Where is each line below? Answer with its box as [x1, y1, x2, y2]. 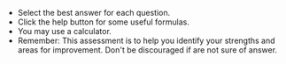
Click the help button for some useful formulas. [17, 17, 190, 27]
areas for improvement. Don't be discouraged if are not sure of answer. [17, 45, 277, 55]
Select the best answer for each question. [17, 8, 171, 18]
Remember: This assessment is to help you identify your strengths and [17, 35, 276, 46]
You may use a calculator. [17, 26, 112, 36]
